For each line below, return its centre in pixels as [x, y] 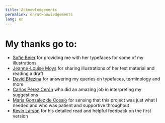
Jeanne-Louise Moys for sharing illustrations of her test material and [84, 68]
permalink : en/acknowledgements [39, 14]
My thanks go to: [41, 44]
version [20, 116]
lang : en [14, 19]
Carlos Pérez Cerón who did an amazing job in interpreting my [77, 89]
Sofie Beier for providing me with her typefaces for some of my [78, 57]
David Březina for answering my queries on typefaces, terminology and [86, 79]
